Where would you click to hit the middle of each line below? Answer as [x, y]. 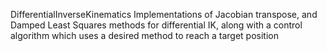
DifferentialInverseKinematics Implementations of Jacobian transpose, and [164, 14]
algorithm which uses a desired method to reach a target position [144, 35]
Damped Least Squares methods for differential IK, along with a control [156, 25]
